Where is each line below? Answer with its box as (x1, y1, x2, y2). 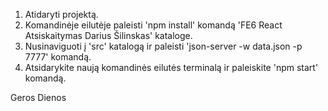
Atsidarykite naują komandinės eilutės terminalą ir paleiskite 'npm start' (24, 62, 319, 73)
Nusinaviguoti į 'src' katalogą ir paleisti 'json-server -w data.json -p (24, 40, 303, 52)
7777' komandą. (24, 51, 92, 63)
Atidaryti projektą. (24, 9, 99, 20)
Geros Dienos (10, 92, 67, 103)
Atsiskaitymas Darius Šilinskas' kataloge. (24, 30, 193, 41)
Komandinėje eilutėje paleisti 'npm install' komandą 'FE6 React (24, 19, 283, 31)
